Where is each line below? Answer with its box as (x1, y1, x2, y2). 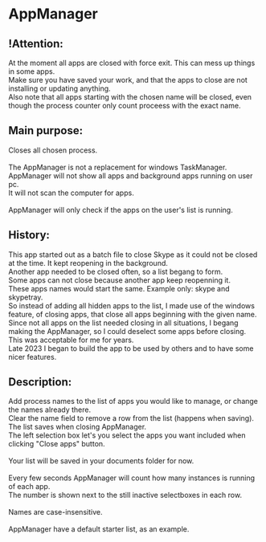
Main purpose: (8, 124, 83, 137)
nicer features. (8, 352, 57, 361)
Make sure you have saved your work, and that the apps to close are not (8, 75, 248, 84)
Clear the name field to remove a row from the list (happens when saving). (8, 414, 255, 423)
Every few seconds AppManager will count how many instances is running (8, 473, 256, 483)
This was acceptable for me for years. (8, 335, 134, 344)
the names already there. (8, 405, 91, 414)
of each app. (8, 482, 51, 491)
